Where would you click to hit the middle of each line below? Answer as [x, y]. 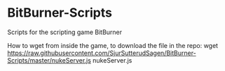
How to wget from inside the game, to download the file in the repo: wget [113, 45]
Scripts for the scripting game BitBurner [65, 32]
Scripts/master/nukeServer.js [49, 60]
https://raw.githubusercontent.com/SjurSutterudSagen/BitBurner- [102, 53]
